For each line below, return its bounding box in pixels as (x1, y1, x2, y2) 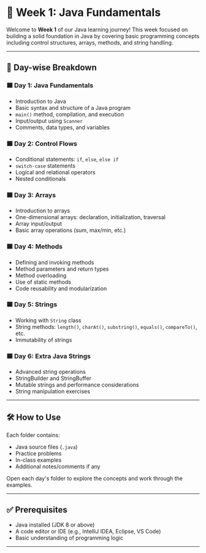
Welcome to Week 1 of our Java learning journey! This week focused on (6, 26, 188, 33)
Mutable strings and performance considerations (15, 381, 139, 389)
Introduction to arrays (15, 207, 71, 214)
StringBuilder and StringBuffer (15, 374, 92, 382)
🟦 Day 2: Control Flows (6, 139, 78, 148)
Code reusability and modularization (15, 285, 107, 292)
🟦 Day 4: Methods (6, 242, 63, 251)
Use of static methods (15, 278, 72, 285)
